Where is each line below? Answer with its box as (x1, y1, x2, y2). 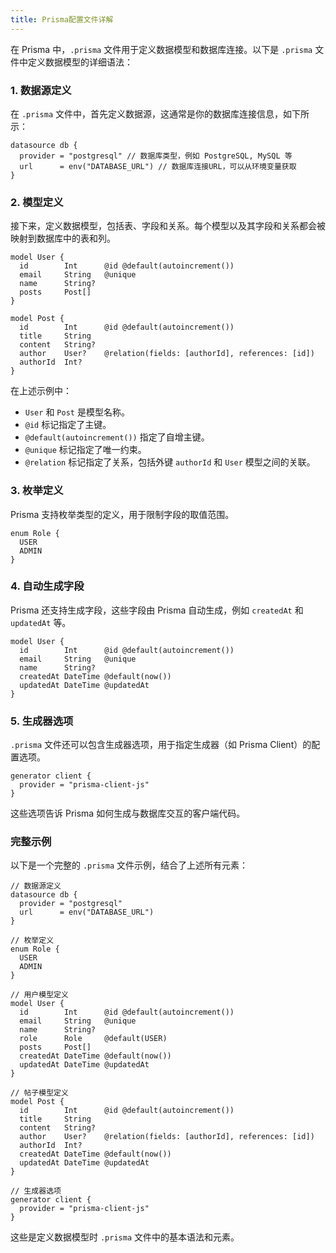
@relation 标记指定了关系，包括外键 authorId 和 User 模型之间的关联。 (24, 456, 316, 468)
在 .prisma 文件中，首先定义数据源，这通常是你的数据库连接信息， (10, 107, 283, 120)
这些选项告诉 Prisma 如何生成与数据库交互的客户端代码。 (10, 807, 246, 820)
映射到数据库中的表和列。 (10, 232, 116, 245)
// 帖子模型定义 (10, 1088, 69, 1098)
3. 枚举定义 (10, 484, 64, 498)
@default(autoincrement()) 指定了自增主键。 (24, 431, 210, 443)
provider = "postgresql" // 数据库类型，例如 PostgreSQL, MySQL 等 (19, 151, 293, 161)
